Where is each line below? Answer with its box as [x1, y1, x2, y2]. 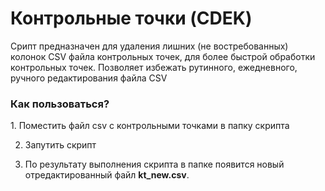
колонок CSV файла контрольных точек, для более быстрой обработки [10, 50, 316, 62]
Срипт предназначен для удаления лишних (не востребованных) [10, 40, 289, 52]
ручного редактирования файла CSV [10, 72, 168, 84]
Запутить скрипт [24, 139, 97, 151]
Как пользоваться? [10, 97, 110, 111]
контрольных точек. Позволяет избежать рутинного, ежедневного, [10, 61, 298, 73]
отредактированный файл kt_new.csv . [24, 169, 190, 181]
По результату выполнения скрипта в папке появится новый [24, 158, 285, 171]
